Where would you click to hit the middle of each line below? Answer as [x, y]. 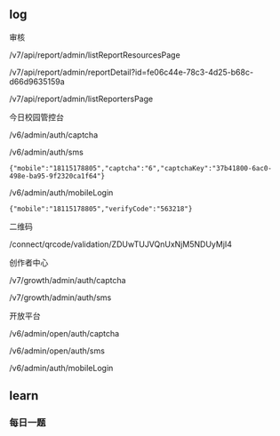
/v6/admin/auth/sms [47, 152]
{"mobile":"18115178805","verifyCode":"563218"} [101, 209]
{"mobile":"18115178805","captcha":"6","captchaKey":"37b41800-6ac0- [141, 168]
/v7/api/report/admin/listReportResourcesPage [95, 55]
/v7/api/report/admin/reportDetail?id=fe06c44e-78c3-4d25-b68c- [132, 72]
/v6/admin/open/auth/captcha [64, 333]
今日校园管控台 [36, 117]
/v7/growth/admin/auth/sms [60, 297]
